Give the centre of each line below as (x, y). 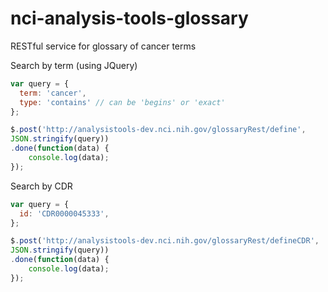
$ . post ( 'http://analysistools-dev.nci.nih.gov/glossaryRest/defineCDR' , (165, 241)
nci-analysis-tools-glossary (129, 18)
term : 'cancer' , (53, 93)
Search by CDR (41, 186)
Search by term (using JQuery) (74, 65)
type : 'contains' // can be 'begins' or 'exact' (122, 102)
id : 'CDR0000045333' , (64, 213)
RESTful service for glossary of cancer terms (103, 46)
